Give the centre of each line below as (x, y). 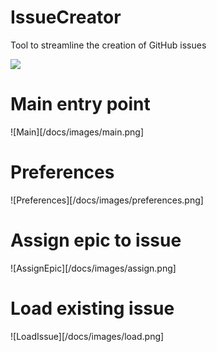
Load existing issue (92, 308)
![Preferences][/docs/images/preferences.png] (107, 200)
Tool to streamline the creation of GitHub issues (108, 45)
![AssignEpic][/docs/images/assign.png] (93, 268)
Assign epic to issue (96, 240)
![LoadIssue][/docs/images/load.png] (87, 336)
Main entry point (80, 104)
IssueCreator (66, 17)
